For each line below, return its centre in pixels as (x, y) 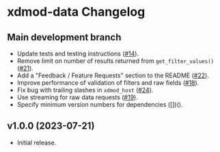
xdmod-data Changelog (76, 12)
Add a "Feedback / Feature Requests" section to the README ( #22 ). (113, 75)
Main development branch (64, 37)
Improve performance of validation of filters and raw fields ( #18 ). (108, 83)
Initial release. (37, 142)
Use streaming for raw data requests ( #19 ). (77, 97)
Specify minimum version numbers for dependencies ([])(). (100, 104)
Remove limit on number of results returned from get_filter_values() (115, 61)
